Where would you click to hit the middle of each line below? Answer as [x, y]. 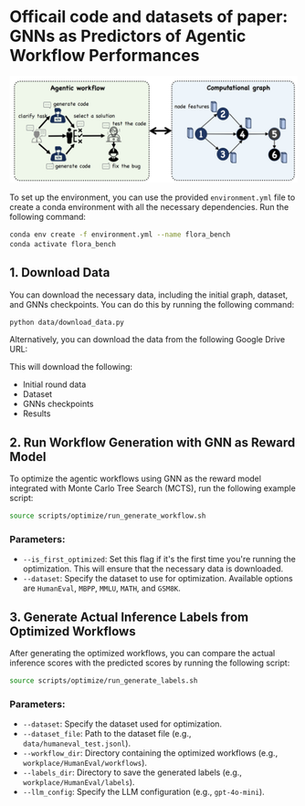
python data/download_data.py [67, 322]
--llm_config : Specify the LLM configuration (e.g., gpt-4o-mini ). [143, 792]
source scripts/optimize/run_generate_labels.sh [104, 681]
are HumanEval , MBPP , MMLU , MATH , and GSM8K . [101, 588]
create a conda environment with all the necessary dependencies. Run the [149, 206]
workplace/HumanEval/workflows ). [85, 763]
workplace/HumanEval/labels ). [79, 782]
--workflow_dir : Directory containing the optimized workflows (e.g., [150, 753]
